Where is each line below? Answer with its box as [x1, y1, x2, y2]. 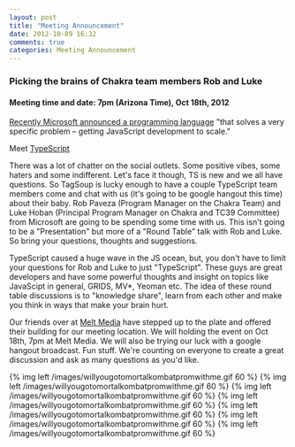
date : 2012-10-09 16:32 [9, 29, 97, 38]
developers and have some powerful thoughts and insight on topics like [9, 272, 269, 282]
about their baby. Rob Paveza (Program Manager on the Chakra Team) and [9, 198, 281, 209]
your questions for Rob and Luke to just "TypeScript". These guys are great [9, 262, 283, 273]
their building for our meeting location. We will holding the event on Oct [9, 327, 269, 337]
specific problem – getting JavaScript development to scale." [9, 126, 231, 137]
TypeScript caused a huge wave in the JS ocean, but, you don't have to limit [9, 253, 287, 264]
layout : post [9, 12, 57, 22]
